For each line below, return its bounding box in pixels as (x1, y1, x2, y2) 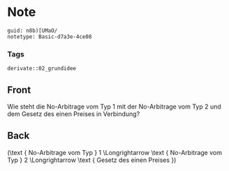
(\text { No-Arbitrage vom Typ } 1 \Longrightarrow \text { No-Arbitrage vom (7, 148, 222, 156)
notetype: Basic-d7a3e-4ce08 (7, 33, 92, 40)
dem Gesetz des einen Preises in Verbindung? (7, 110, 140, 118)
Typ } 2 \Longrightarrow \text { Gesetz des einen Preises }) (7, 156, 177, 164)
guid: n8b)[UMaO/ (7, 27, 58, 34)
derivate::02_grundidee (7, 65, 77, 72)
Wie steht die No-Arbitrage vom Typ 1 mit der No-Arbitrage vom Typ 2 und (7, 102, 221, 111)
